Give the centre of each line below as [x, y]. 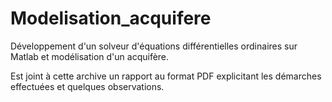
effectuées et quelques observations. [87, 86]
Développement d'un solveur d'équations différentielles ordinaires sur [154, 46]
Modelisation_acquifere [111, 18]
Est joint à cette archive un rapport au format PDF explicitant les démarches [166, 76]
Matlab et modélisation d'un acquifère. [90, 56]
